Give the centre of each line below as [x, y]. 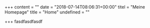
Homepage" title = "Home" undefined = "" [47, 12]
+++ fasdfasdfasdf [24, 21]
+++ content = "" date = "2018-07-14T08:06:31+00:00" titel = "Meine [75, 7]
